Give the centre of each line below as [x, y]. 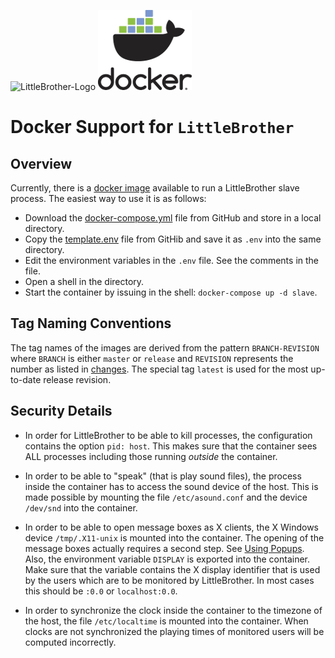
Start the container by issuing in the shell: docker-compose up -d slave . [171, 292]
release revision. [77, 379]
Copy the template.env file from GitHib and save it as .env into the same [173, 239]
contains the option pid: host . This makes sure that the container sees [171, 446]
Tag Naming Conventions [91, 323]
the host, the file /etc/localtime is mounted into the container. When [166, 621]
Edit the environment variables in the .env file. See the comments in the [172, 260]
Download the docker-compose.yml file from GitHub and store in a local [173, 218]
